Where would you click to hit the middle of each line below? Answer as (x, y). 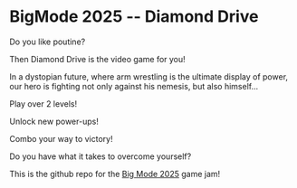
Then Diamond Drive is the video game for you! (97, 59)
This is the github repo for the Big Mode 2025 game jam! (115, 174)
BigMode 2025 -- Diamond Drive (134, 17)
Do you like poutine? (48, 42)
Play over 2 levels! (43, 103)
